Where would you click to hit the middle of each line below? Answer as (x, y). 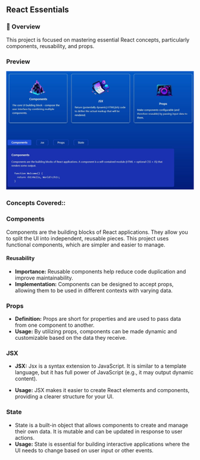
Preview (18, 61)
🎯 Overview (23, 27)
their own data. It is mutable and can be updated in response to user (99, 431)
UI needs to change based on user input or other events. (84, 450)
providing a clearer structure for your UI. (64, 397)
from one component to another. (54, 325)
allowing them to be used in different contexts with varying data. (93, 290)
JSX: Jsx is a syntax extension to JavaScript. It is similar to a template (101, 366)
